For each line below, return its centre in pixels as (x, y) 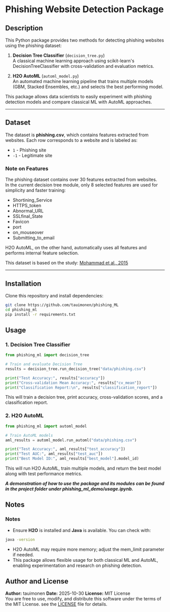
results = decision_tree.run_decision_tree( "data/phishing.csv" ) (75, 369)
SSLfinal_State (28, 216)
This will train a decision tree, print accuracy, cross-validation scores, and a (84, 397)
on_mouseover (28, 233)
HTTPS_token (27, 206)
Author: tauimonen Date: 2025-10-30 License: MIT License (68, 593)
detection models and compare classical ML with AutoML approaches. (79, 102)
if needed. (23, 554)
